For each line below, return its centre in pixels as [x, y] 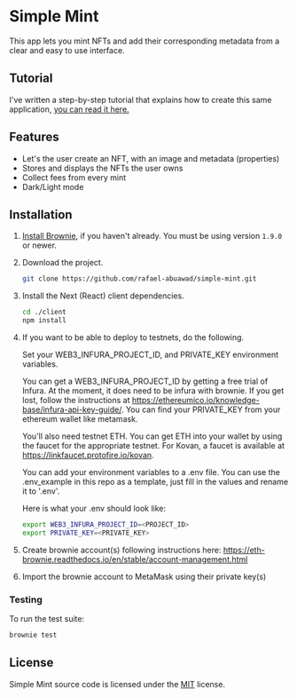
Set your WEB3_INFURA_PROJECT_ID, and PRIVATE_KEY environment [150, 354]
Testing [26, 599]
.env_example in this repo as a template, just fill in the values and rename [155, 482]
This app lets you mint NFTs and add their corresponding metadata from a [145, 41]
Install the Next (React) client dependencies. [103, 296]
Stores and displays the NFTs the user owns [102, 168]
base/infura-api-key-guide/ [72, 409]
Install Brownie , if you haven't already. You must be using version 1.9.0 [152, 236]
